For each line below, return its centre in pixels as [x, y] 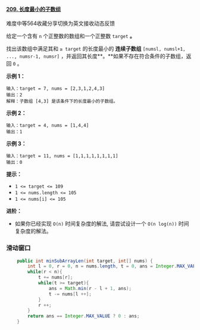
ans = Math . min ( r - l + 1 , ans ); [90, 288]
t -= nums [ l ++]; [70, 294]
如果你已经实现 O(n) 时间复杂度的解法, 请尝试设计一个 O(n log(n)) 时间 [102, 224]
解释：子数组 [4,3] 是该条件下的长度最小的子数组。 [62, 101]
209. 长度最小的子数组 [34, 9]
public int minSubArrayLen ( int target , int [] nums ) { [85, 261]
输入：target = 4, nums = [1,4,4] [48, 126]
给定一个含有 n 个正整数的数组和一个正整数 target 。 [71, 36]
